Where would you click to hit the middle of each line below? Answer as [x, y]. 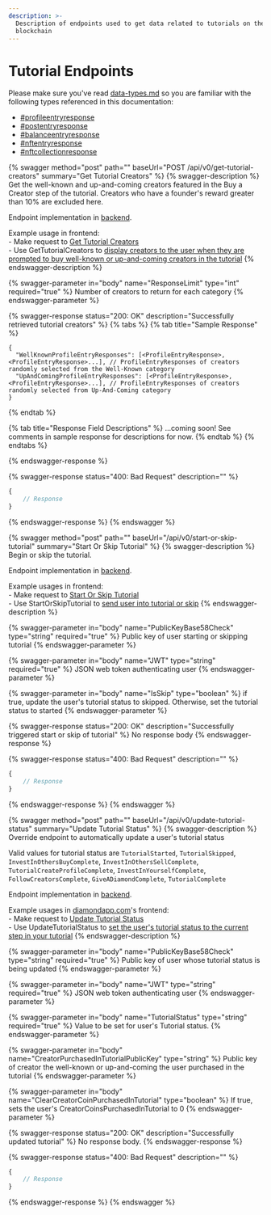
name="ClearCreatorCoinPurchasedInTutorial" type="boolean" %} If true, [131, 1099]
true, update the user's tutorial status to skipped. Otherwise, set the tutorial [133, 702]
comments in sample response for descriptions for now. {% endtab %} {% [131, 437]
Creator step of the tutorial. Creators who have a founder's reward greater [131, 193]
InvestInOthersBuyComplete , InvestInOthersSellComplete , [104, 861]
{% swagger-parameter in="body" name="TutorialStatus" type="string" [128, 1017]
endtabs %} [28, 445]
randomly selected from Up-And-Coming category [90, 390]
